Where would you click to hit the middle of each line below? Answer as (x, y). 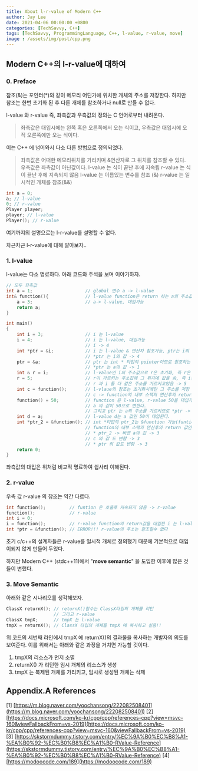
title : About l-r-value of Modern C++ (54, 11)
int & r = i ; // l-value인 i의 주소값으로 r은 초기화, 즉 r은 (104, 373)
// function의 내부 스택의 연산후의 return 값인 (138, 428)
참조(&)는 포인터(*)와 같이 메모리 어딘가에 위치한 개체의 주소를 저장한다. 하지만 (96, 95)
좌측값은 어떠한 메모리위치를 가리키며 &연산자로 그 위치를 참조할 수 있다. (103, 160)
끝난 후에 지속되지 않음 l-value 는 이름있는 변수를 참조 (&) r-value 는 (105, 174)
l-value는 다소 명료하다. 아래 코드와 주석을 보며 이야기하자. (73, 274)
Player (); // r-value (33, 221)
